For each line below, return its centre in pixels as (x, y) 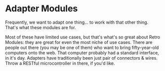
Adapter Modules (41, 9)
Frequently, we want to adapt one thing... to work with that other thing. (77, 22)
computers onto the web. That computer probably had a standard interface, (82, 53)
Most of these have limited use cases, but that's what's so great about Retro (83, 37)
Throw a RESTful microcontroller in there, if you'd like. (60, 63)
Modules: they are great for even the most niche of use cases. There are (79, 42)
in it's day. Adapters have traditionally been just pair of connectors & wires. (82, 58)
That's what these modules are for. (41, 27)
